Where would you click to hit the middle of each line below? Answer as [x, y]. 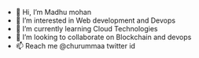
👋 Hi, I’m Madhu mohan [53, 12]
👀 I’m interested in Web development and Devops [95, 20]
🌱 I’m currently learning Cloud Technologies [87, 29]
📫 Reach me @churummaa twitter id [76, 46]
